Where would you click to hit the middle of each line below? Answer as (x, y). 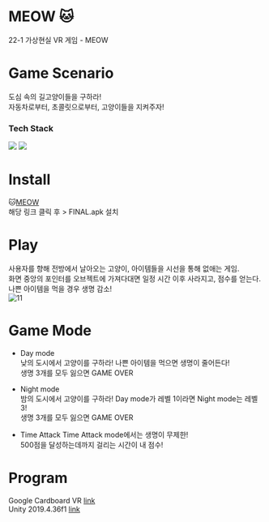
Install (30, 180)
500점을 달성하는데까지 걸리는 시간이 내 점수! (92, 444)
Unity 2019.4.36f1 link (45, 509)
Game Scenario (61, 73)
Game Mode (50, 331)
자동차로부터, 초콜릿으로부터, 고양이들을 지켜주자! (86, 107)
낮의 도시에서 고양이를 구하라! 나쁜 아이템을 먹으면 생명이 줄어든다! (125, 362)
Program (38, 478)
